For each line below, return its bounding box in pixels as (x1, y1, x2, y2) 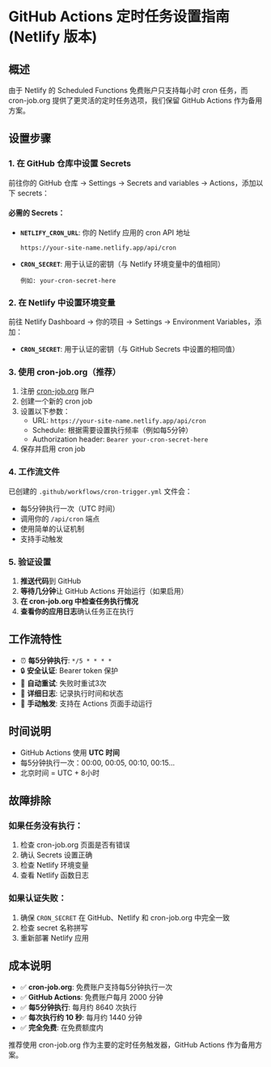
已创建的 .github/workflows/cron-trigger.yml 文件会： (8, 486, 193, 496)
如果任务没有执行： (8, 820, 83, 831)
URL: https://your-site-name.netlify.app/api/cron (32, 416, 206, 425)
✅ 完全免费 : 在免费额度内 (19, 1022, 104, 1032)
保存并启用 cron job (19, 444, 86, 454)
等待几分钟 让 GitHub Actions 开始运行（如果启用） (19, 587, 188, 596)
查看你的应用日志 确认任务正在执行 (19, 607, 134, 617)
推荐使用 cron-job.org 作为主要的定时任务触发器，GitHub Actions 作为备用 (8, 1039, 256, 1049)
